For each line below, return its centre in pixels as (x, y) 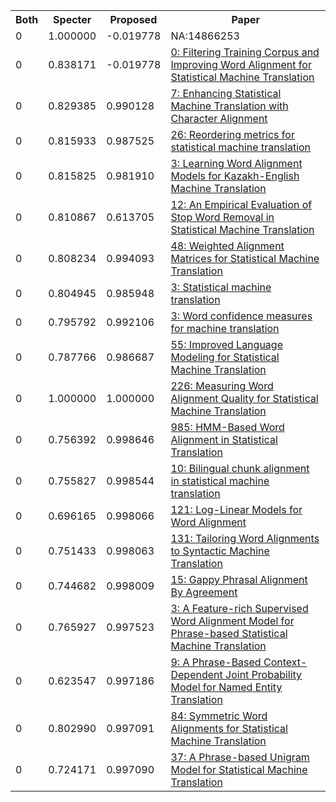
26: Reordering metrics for (232, 134)
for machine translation (225, 328)
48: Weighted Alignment (227, 246)
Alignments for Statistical (229, 728)
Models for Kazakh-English (235, 176)
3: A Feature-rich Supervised (239, 608)
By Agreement (204, 592)
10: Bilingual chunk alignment (240, 468)
